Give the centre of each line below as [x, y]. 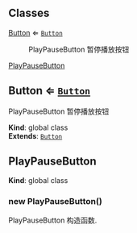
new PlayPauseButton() [55, 202]
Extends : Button [35, 135]
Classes [29, 13]
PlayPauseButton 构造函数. [53, 220]
